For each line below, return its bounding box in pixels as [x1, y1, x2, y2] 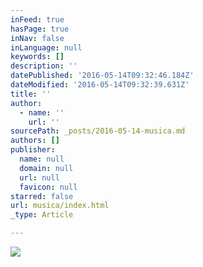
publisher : [10, 145, 56, 155]
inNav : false [10, 33, 65, 43]
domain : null [19, 163, 74, 173]
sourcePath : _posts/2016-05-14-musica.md [10, 126, 186, 136]
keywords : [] [10, 52, 65, 62]
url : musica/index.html [10, 201, 110, 211]
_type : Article [10, 210, 74, 220]
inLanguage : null [10, 42, 83, 53]
